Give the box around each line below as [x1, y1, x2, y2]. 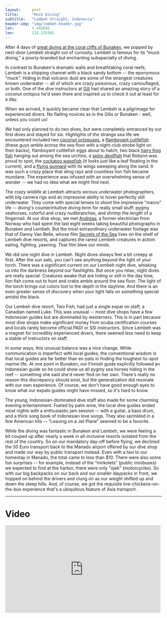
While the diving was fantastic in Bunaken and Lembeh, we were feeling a [5, 428, 156, 434]
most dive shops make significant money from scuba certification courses [5, 320, 157, 325]
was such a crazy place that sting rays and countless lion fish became [5, 169, 149, 175]
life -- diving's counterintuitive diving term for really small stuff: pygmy [5, 205, 150, 210]
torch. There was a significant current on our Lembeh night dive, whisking [5, 262, 157, 268]
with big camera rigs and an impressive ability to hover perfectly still [5, 194, 145, 200]
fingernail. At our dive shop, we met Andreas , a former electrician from [5, 215, 150, 221]
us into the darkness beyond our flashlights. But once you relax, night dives [5, 267, 160, 273]
